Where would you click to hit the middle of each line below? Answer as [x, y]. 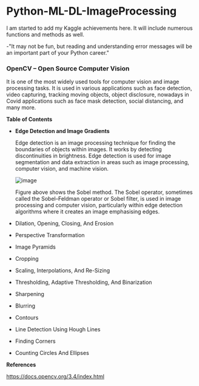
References [21, 365]
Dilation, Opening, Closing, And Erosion [64, 224]
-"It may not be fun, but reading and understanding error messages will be [99, 46]
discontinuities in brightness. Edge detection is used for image [93, 156]
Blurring [25, 306]
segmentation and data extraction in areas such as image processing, [102, 162]
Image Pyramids [35, 247]
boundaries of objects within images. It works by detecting [88, 150]
